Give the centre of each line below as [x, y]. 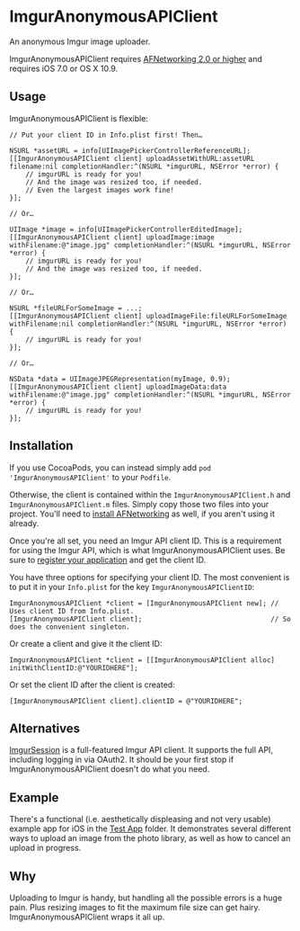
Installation [41, 446]
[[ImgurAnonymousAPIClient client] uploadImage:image [112, 237]
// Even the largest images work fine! [100, 190]
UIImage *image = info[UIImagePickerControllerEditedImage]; [126, 229]
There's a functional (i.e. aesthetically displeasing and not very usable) [140, 819]
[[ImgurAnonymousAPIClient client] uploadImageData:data [118, 387]
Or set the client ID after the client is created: [92, 685]
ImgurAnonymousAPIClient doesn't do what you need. [110, 769]
